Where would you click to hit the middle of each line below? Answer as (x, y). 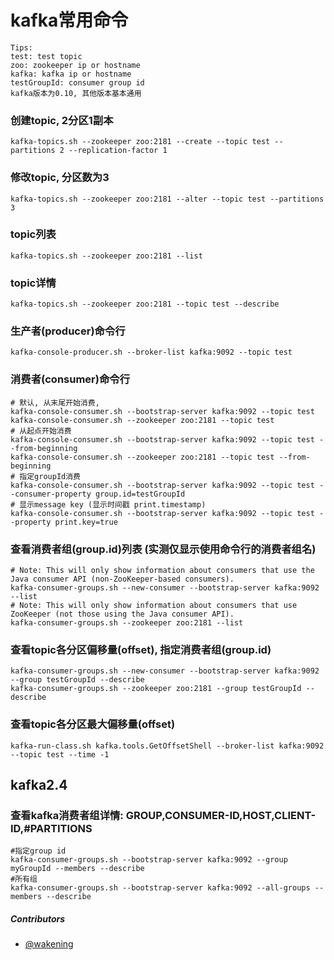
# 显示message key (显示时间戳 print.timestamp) (108, 504)
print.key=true (86, 522)
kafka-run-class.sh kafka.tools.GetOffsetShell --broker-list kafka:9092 (167, 746)
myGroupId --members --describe (77, 869)
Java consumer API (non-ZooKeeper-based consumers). (122, 579)
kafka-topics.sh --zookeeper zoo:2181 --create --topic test (140, 142)
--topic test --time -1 (60, 754)
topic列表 (33, 234)
